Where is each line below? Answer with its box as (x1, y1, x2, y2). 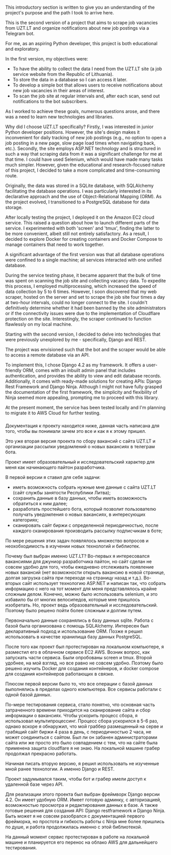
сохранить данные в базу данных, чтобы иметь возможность (12, 495, 147, 501)
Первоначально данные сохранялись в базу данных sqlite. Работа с (5, 617, 154, 623)
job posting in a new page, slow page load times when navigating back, (5, 140, 156, 146)
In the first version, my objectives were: (5, 55, 88, 61)
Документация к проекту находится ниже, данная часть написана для (5, 423, 160, 429)
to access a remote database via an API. (5, 351, 90, 358)
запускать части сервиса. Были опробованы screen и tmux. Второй (5, 654, 152, 660)
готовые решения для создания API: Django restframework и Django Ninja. (5, 807, 166, 814)
